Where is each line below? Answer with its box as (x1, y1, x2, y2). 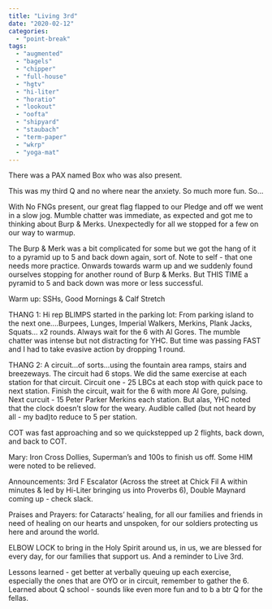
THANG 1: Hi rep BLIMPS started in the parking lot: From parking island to (8, 310, 254, 320)
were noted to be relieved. (8, 461, 96, 471)
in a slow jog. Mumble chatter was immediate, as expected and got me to (8, 211, 253, 221)
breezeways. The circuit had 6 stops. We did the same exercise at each (8, 369, 248, 379)
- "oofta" (15, 111, 49, 119)
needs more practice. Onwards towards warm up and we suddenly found (8, 261, 253, 271)
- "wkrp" (15, 140, 45, 149)
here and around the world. (8, 527, 100, 537)
